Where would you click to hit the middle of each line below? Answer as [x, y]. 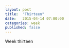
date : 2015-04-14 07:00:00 [34, 18]
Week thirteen [19, 41]
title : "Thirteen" [25, 14]
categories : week [23, 23]
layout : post [18, 9]
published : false [23, 28]
